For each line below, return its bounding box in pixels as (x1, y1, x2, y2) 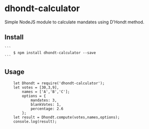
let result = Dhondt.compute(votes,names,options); (13, 115, 120, 120)
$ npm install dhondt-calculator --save (13, 50, 96, 55)
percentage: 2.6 (30, 106, 64, 111)
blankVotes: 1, (30, 102, 62, 107)
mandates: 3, (30, 98, 57, 103)
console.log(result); (13, 119, 57, 124)
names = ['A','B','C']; (22, 89, 70, 94)
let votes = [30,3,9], (13, 85, 59, 90)
